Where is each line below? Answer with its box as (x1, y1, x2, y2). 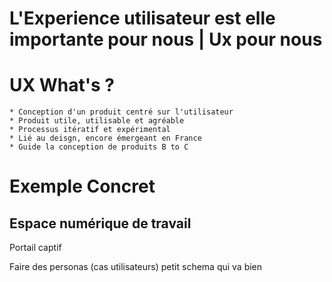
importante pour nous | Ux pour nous (9, 28, 323, 51)
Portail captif (9, 242, 62, 254)
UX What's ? (9, 74, 116, 97)
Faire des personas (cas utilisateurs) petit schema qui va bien (9, 261, 263, 273)
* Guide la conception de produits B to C (9, 142, 189, 152)
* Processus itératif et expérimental (9, 125, 171, 135)
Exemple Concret (9, 175, 156, 198)
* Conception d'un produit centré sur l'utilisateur (9, 107, 234, 117)
